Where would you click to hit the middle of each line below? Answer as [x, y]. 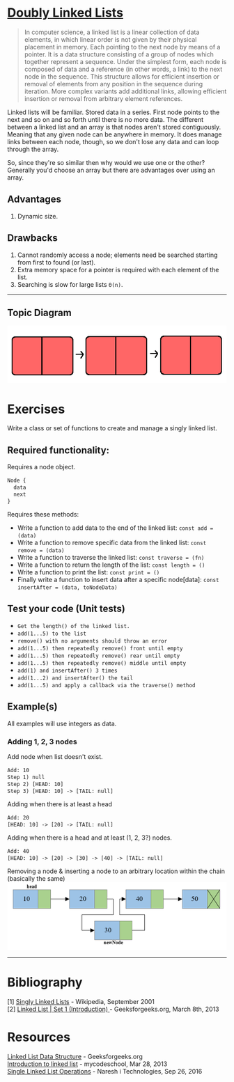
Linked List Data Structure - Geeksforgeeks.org [75, 1056]
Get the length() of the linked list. [73, 626]
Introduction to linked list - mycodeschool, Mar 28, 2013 [87, 1064]
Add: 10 [18, 770]
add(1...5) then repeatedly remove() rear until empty [99, 656]
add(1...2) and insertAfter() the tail [75, 678]
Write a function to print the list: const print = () [88, 572]
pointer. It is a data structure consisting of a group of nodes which [119, 54]
